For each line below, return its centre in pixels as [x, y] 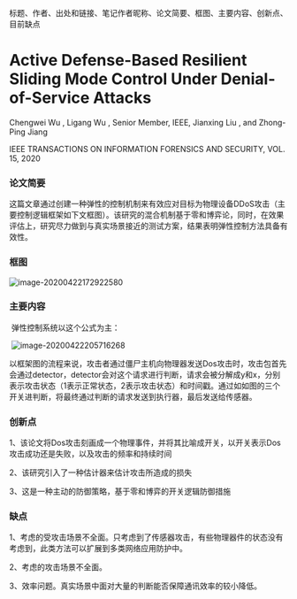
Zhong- [272, 122]
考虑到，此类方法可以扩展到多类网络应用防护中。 [98, 549]
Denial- [248, 79]
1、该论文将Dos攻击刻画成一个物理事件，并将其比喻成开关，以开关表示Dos [145, 443]
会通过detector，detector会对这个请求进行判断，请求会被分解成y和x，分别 [145, 374]
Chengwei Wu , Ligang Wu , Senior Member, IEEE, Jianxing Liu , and [133, 122]
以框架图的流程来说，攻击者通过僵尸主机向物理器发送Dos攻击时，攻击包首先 [148, 363]
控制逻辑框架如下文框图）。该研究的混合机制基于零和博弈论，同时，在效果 [150, 215]
